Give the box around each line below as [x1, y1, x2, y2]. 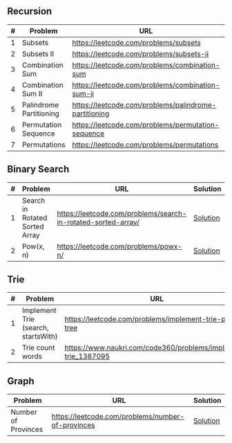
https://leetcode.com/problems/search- [57, 208, 187, 218]
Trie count [21, 343, 55, 352]
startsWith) [21, 332, 58, 341]
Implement [21, 306, 57, 316]
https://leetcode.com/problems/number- [51, 412, 185, 422]
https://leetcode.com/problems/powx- [57, 242, 183, 251]
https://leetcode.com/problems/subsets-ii [72, 48, 209, 58]
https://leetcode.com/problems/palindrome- [72, 100, 217, 109]
